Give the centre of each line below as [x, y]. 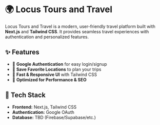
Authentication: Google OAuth [43, 112]
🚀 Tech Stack [25, 95]
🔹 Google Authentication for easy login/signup [60, 64]
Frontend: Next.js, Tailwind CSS [44, 107]
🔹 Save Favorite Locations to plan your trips [57, 69]
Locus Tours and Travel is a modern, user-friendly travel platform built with [80, 26]
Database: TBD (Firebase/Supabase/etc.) [54, 117]
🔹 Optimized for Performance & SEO [49, 79]
